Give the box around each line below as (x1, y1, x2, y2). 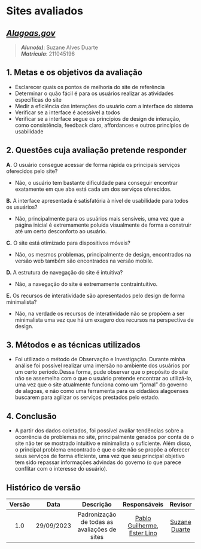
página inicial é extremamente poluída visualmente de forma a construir (14, 221, 191, 228)
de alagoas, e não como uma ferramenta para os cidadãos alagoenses (14, 388, 189, 395)
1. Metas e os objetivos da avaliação (6, 68, 142, 78)
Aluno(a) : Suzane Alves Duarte (20, 44, 99, 51)
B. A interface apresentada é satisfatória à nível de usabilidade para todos (6, 197, 188, 204)
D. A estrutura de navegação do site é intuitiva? (6, 269, 123, 276)
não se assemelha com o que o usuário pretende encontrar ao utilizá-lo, (14, 375, 193, 382)
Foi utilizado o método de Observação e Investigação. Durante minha (14, 356, 185, 363)
